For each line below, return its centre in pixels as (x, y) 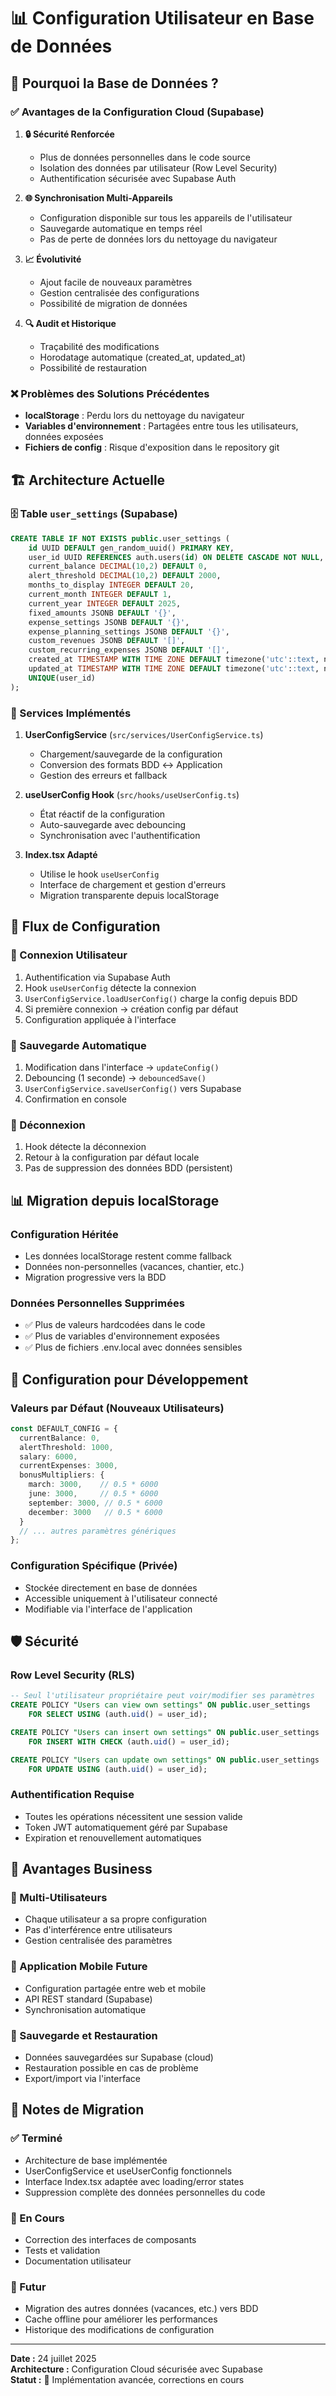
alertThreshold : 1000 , (66, 1447)
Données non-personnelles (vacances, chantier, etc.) (134, 1266)
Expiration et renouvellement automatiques (113, 1837)
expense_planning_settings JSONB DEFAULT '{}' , (129, 631)
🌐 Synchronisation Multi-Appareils (98, 197)
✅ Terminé (36, 2138)
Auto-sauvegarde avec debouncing (113, 825)
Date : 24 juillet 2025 (53, 2359)
